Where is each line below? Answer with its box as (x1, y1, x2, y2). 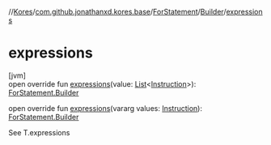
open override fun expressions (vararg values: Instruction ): (8, 103, 202, 113)
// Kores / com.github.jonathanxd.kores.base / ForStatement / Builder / (8, 7, 227, 16)
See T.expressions (8, 127, 70, 137)
